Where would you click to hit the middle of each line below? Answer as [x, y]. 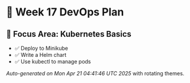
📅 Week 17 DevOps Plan [65, 12]
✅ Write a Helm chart [41, 55]
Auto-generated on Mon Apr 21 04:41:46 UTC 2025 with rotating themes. [95, 73]
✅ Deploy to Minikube [41, 48]
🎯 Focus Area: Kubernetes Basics [69, 34]
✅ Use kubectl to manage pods [53, 61]
